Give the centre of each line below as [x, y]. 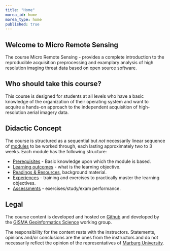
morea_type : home [24, 19]
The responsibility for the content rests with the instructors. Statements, [80, 232]
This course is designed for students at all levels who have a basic [75, 96]
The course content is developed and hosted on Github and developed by [82, 216]
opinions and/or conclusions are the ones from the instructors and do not [82, 237]
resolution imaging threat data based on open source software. [71, 68]
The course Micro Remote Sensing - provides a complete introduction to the [85, 57]
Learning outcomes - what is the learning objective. [66, 166]
